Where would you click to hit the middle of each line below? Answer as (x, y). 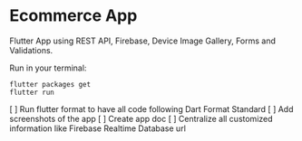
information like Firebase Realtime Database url (97, 128)
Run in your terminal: (48, 68)
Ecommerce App (73, 16)
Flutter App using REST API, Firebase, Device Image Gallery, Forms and (143, 41)
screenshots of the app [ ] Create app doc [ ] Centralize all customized (141, 118)
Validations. (31, 50)
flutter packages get (50, 84)
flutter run (32, 92)
